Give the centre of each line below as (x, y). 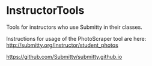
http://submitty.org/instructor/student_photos (62, 45)
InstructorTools (45, 10)
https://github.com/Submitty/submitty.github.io (64, 56)
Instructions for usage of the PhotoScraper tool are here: (76, 38)
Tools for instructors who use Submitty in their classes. (74, 27)
